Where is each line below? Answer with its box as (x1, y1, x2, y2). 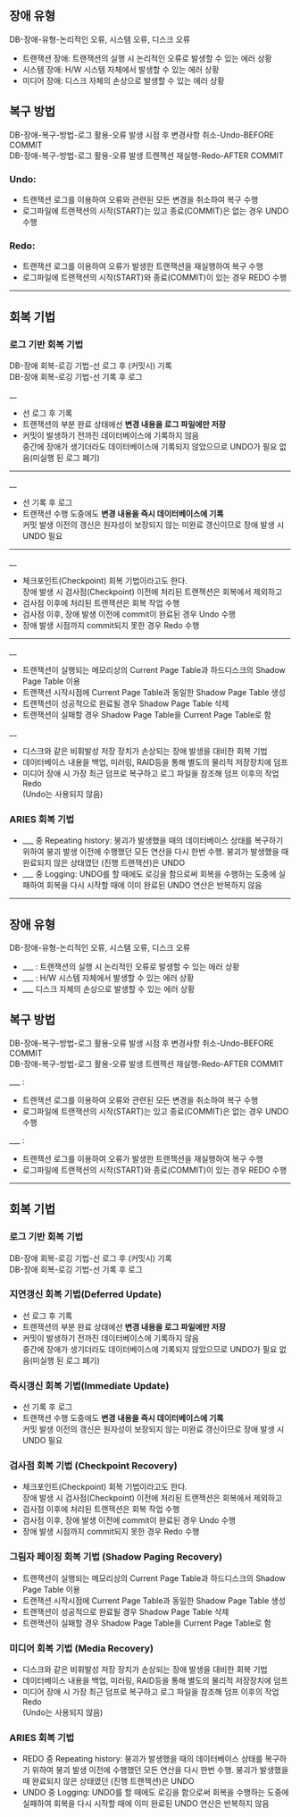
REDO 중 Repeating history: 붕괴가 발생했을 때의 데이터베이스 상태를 (21, 1754, 263, 1764)
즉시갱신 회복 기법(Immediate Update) (9, 1379, 170, 1392)
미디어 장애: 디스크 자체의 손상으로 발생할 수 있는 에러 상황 (21, 75, 225, 86)
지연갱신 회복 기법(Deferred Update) (9, 1288, 162, 1300)
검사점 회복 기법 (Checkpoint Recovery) (9, 1459, 178, 1472)
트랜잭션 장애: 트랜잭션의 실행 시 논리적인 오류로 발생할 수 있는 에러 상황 (21, 53, 272, 63)
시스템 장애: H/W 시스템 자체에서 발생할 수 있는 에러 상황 (21, 63, 220, 74)
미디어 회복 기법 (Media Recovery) (9, 1642, 154, 1654)
